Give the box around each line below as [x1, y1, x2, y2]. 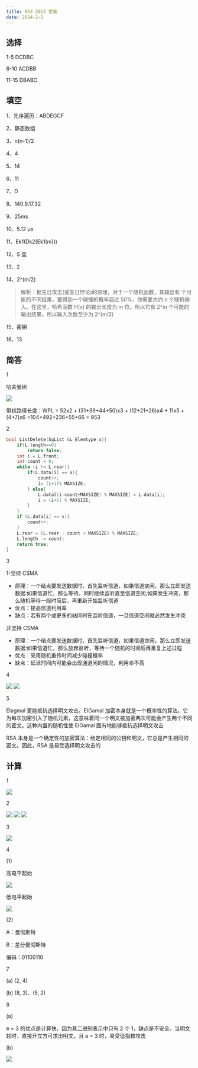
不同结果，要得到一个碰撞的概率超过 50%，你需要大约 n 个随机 [31, 296, 185, 303]
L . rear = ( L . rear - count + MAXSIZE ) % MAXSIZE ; [17, 530, 139, 536]
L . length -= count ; [17, 536, 65, 542]
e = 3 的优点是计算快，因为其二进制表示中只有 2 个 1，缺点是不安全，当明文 [6, 1025, 190, 1032]
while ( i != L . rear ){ [17, 464, 70, 470]
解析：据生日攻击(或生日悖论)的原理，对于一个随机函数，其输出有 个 [20, 289, 187, 296]
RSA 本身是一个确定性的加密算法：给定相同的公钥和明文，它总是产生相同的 [6, 734, 189, 741]
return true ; [17, 541, 49, 547]
